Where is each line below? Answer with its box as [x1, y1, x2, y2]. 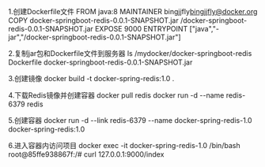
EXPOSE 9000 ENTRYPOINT [94, 24, 188, 33]
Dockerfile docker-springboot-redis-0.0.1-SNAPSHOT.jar [8, 58, 193, 67]
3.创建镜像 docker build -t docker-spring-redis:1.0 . [8, 74, 175, 83]
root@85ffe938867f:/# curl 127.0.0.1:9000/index [8, 150, 165, 159]
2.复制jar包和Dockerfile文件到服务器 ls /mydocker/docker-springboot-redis [8, 49, 252, 58]
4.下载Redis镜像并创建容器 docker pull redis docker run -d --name [8, 91, 225, 100]
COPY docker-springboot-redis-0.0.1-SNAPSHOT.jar [8, 16, 180, 25]
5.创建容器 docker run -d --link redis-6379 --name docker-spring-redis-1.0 [8, 116, 252, 124]
